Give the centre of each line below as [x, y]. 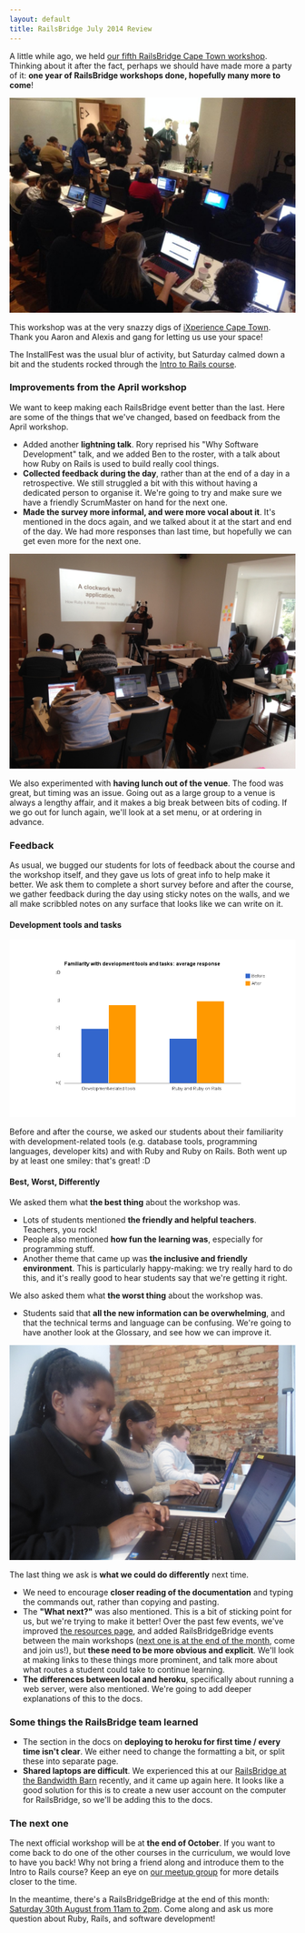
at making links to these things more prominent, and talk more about [150, 1659]
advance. [27, 821]
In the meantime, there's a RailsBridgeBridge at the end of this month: [139, 1899]
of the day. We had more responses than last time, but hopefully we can [157, 531]
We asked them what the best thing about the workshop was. [125, 1202]
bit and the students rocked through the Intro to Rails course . [123, 364]
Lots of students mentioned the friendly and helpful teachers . [139, 1220]
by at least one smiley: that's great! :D [80, 1161]
